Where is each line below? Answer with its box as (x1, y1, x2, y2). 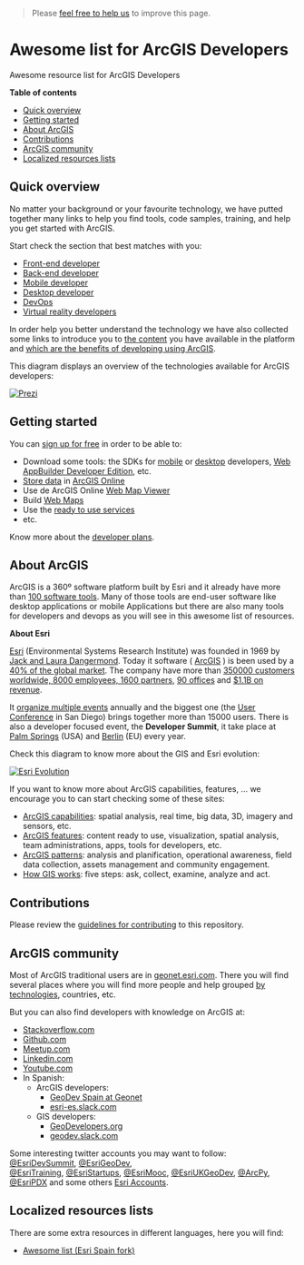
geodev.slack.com (49, 1131, 119, 1141)
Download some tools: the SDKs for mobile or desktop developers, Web (22, 456, 291, 467)
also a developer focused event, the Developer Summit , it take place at (9, 721, 277, 732)
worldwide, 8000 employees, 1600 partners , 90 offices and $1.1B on (9, 675, 264, 686)
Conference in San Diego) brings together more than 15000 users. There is (9, 712, 289, 723)
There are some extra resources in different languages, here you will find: (9, 1227, 284, 1238)
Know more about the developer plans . (9, 531, 155, 542)
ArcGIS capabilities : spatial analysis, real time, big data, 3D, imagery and (22, 811, 293, 822)
